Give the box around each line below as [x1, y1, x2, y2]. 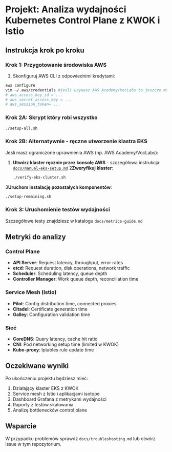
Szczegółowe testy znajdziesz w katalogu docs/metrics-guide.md [5, 218, 143, 224]
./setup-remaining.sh [5, 194, 52, 199]
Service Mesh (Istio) [5, 289, 57, 296]
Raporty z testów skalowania [12, 401, 74, 407]
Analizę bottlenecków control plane [12, 407, 88, 413]
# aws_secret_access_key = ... [5, 97, 72, 102]
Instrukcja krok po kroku [5, 46, 84, 54]
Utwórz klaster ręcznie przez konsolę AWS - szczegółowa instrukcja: [12, 159, 161, 165]
